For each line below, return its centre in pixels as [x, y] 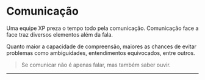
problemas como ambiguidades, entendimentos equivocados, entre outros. [101, 53]
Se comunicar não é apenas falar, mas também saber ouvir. [96, 65]
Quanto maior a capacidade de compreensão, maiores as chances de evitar [102, 46]
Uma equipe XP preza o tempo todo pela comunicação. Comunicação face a [103, 28]
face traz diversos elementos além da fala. [60, 34]
